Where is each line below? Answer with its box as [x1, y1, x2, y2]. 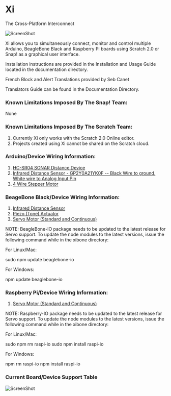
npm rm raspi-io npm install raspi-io [5, 361, 80, 367]
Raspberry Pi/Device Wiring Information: [5, 289, 108, 296]
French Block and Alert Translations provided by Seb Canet [5, 76, 130, 82]
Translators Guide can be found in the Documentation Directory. [5, 86, 140, 92]
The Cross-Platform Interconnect [5, 20, 75, 27]
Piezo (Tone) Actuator [12, 211, 59, 217]
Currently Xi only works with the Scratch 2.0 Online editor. [12, 135, 135, 141]
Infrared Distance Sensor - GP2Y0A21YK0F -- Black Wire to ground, [12, 170, 156, 176]
